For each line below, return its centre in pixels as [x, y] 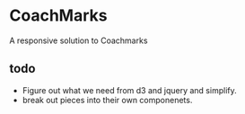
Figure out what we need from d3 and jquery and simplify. [129, 90]
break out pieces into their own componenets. [107, 100]
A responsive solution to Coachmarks [79, 40]
